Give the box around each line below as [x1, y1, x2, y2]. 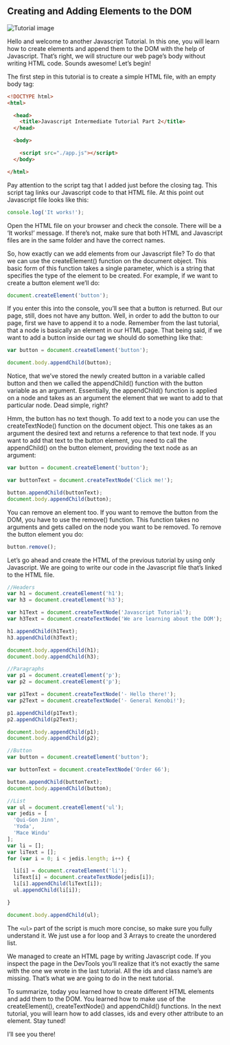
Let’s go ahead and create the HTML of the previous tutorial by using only [7, 556, 216, 564]
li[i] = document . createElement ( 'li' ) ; [13, 867, 128, 874]
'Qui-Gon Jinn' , [13, 816, 60, 824]
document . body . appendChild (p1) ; [7, 728, 100, 736]
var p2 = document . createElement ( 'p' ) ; [7, 679, 122, 685]
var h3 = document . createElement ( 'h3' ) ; [7, 597, 125, 603]
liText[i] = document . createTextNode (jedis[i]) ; [13, 874, 155, 881]
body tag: [7, 79, 34, 88]
